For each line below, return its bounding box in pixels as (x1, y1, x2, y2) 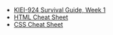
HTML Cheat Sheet (13, 13, 69, 21)
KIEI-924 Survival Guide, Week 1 (13, 6, 106, 14)
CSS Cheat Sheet (13, 21, 63, 28)
